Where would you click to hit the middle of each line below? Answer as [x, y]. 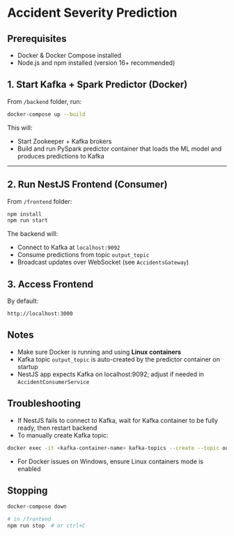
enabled [29, 468]
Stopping [28, 490]
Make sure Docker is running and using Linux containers [99, 352]
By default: [23, 301]
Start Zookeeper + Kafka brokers [64, 141]
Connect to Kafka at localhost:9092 [69, 247]
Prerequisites [37, 39]
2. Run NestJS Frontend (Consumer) [88, 185]
